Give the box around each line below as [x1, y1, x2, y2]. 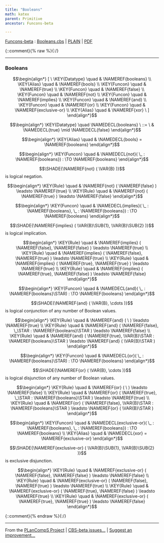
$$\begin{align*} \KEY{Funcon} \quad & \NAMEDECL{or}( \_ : [20, 352, 144, 358]
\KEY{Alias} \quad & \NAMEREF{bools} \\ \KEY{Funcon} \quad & [18, 81, 146, 87]
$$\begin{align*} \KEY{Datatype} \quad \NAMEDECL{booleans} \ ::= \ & [9, 122, 155, 128]
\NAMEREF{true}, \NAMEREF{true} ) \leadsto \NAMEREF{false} [19, 498, 145, 504]
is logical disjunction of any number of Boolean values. [5, 375, 115, 381]
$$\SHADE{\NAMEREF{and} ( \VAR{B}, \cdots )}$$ [31, 300, 133, 306]
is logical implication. [5, 230, 47, 236]
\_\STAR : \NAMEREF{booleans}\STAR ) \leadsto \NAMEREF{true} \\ [14, 394, 150, 401]
